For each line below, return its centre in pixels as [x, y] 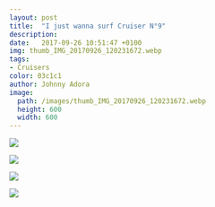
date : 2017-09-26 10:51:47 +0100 [76, 43]
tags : [19, 59]
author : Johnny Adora [50, 84]
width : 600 [38, 117]
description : [34, 34]
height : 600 [40, 109]
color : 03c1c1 [36, 76]
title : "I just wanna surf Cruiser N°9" [88, 26]
